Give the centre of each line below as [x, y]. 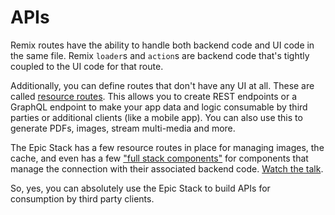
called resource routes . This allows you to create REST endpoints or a [154, 96]
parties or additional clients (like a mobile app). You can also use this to [156, 117]
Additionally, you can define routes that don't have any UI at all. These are [162, 85]
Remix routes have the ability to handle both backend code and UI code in [162, 45]
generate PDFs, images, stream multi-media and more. [123, 128]
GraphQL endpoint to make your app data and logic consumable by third [159, 107]
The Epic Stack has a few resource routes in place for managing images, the [167, 147]
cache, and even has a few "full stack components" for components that [159, 158]
